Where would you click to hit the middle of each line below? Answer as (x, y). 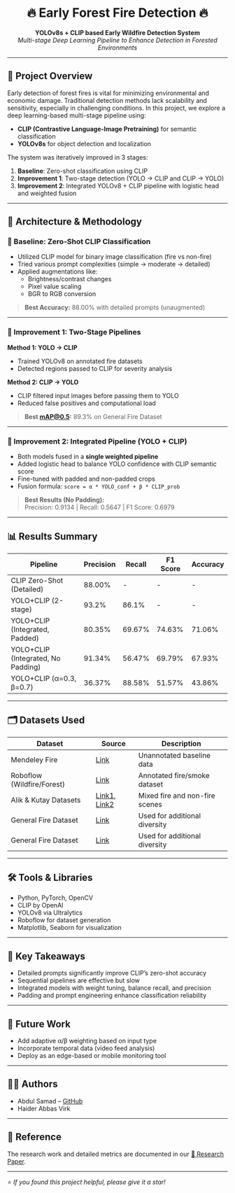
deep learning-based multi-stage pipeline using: (77, 115)
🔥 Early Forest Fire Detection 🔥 (117, 13)
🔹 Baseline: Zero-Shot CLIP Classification (79, 241)
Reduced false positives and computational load (86, 403)
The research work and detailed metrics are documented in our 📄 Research (116, 1154)
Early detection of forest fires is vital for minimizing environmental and (108, 93)
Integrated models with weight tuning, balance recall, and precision (114, 988)
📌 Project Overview (50, 76)
